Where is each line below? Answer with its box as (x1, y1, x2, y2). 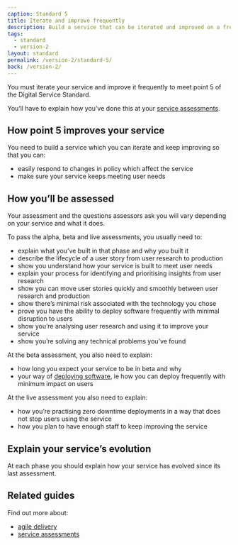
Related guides (7, 490, 75, 502)
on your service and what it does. (7, 219, 105, 228)
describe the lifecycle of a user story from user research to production (17, 254, 223, 263)
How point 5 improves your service (7, 125, 165, 137)
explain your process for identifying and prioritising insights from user (17, 269, 222, 277)
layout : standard (7, 50, 59, 57)
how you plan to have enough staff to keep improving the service (17, 422, 208, 431)
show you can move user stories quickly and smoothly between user (17, 285, 218, 293)
